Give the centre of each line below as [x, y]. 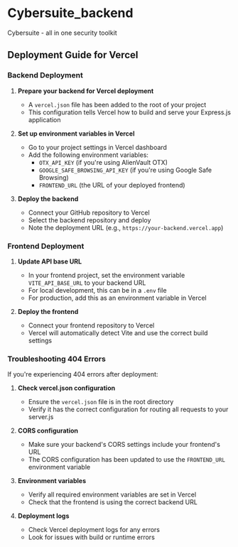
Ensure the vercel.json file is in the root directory [101, 402]
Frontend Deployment [46, 246]
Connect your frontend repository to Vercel [91, 325]
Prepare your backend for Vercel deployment [86, 91]
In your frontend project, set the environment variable [107, 275]
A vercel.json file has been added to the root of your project [117, 104]
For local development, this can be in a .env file [97, 290]
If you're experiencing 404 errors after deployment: [83, 374]
